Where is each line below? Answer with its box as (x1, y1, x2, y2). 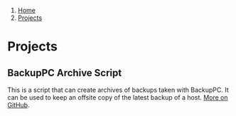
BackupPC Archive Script (7, 67, 122, 79)
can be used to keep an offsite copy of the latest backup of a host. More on (7, 93, 229, 102)
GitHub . (7, 101, 30, 109)
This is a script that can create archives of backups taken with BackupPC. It (7, 85, 229, 94)
